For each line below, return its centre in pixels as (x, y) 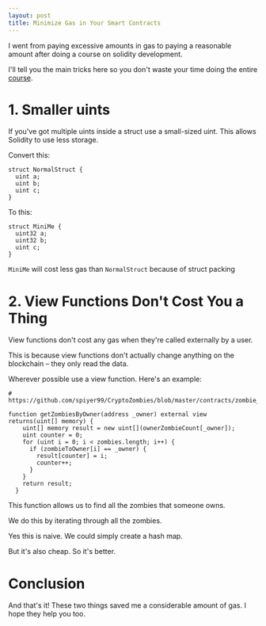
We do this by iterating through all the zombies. (85, 521)
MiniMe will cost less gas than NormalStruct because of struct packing (122, 269)
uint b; (28, 184)
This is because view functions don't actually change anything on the (122, 355)
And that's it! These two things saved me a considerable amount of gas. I (127, 605)
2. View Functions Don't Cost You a (126, 301)
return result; (47, 484)
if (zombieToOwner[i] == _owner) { (88, 449)
